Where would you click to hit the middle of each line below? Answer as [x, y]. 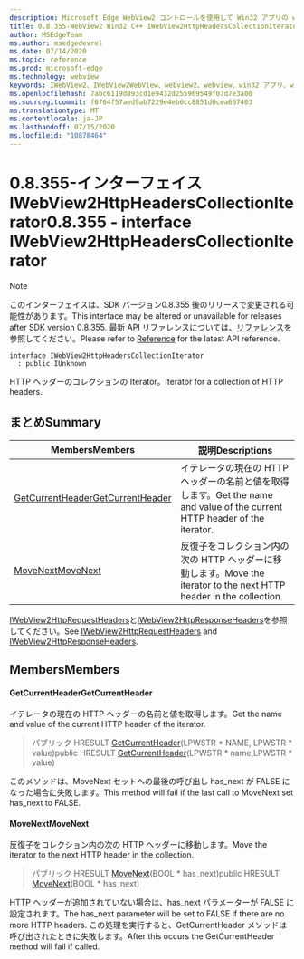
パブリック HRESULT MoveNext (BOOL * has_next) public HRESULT [156, 874]
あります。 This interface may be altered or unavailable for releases [157, 316]
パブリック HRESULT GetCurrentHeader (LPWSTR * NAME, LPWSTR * [161, 743]
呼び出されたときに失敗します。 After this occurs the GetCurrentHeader [142, 936]
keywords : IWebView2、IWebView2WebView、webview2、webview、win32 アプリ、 [150, 85]
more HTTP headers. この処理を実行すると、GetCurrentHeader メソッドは [148, 925]
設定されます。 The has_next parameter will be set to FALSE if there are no [147, 914]
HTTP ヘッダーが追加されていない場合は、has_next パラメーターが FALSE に [152, 903]
